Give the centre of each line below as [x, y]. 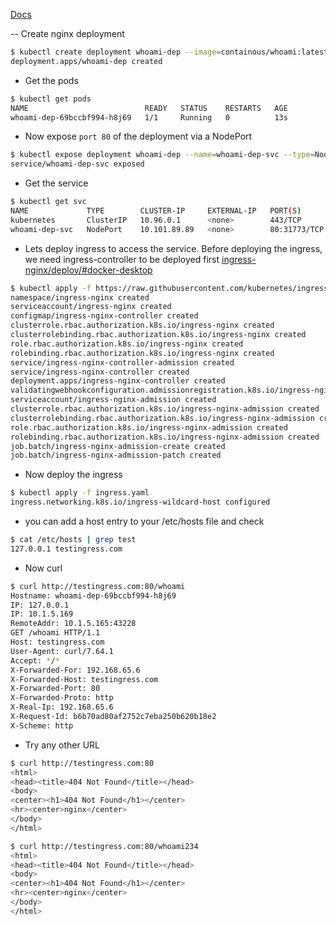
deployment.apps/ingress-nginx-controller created [118, 381]
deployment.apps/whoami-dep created [86, 61]
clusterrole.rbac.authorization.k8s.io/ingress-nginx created [142, 325]
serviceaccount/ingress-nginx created [91, 307]
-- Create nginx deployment [67, 33]
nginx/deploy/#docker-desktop [88, 270]
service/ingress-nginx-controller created [100, 372]
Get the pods [51, 80]
